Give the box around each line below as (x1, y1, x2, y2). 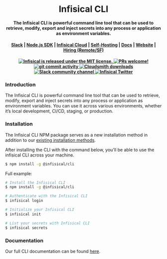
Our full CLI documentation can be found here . (5, 248, 101, 254)
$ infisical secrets (5, 225, 48, 230)
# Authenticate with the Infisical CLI (5, 194, 88, 199)
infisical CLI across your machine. (5, 152, 75, 158)
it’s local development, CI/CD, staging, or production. (5, 108, 113, 114)
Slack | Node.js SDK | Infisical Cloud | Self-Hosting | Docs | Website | (11, 42, 156, 48)
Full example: (5, 170, 32, 176)
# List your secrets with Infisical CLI (5, 220, 90, 226)
